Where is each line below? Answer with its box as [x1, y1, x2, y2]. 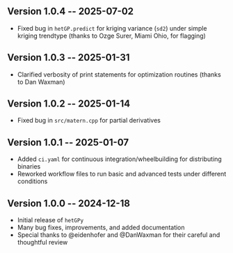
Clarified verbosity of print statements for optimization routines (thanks [17, 70, 221, 79]
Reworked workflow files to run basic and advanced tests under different [17, 170, 227, 178]
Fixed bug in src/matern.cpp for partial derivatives [17, 116, 161, 125]
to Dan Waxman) [17, 77, 65, 86]
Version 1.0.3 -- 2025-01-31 [7, 52, 130, 63]
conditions [17, 177, 48, 185]
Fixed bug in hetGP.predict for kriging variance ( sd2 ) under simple [17, 24, 207, 32]
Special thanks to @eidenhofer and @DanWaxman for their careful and [17, 231, 220, 239]
